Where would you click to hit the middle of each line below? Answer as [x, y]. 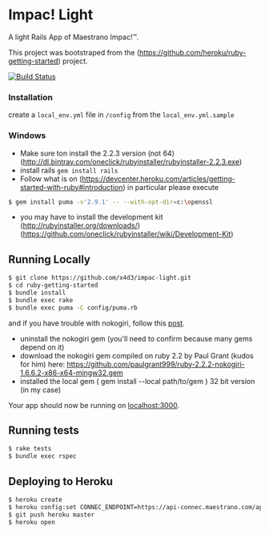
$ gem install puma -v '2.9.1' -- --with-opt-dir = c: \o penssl [111, 202]
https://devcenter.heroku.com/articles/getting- [159, 179]
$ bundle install [37, 293]
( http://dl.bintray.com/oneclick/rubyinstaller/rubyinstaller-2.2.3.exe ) [131, 161]
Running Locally [49, 259]
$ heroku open [32, 522]
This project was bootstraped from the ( [74, 52]
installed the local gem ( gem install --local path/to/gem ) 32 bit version [137, 381]
